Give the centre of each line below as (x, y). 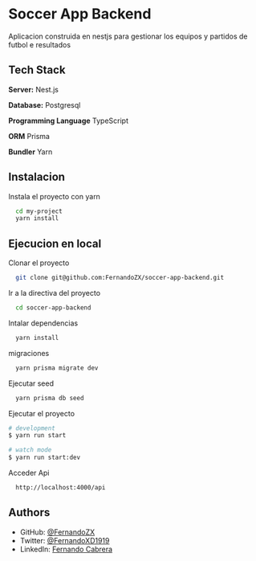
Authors (29, 512)
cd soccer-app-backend (53, 308)
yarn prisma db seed (50, 398)
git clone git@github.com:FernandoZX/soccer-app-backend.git (120, 278)
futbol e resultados (39, 44)
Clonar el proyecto (39, 263)
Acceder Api (29, 473)
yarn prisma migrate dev (57, 368)
